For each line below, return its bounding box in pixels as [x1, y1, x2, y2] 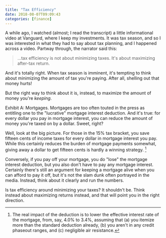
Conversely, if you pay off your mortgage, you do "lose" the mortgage [5, 157, 148, 162]
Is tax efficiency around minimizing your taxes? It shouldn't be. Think [5, 187, 145, 193]
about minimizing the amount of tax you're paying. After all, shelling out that [5, 75, 160, 81]
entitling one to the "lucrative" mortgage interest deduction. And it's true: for [5, 110, 161, 116]
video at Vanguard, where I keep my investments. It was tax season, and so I [5, 35, 161, 41]
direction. [5, 198, 25, 203]
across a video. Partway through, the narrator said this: [5, 45, 118, 52]
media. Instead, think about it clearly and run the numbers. [5, 177, 124, 183]
